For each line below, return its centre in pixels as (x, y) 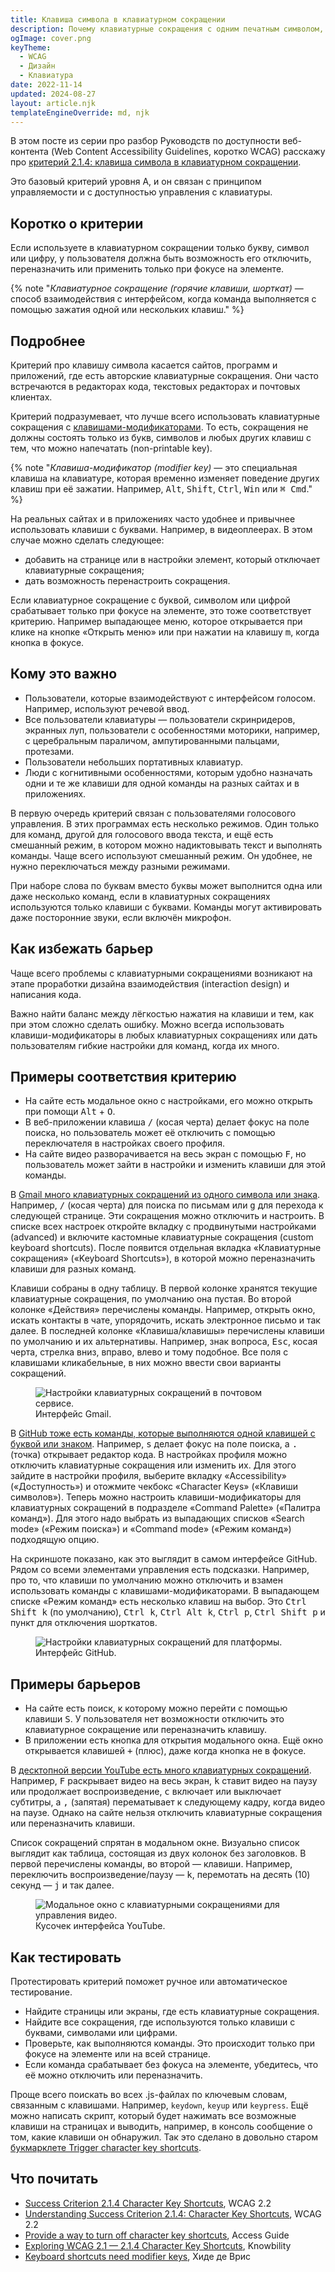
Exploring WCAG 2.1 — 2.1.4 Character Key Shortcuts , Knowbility (158, 2245)
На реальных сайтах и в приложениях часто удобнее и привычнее (153, 519)
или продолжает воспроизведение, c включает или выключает (146, 1792)
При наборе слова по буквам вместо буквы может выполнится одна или (166, 885)
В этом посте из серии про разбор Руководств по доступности (145, 141)
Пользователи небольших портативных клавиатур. (134, 762)
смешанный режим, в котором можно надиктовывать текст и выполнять (166, 845)
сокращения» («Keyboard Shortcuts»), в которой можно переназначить (163, 1258)
